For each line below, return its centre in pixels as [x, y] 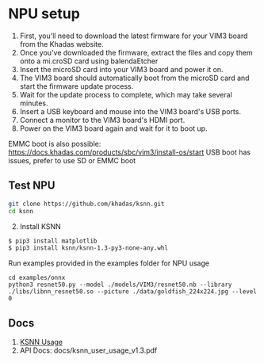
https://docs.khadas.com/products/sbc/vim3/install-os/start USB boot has [130, 152]
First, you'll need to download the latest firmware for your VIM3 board [134, 36]
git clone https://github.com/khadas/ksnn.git [86, 204]
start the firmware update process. [77, 86]
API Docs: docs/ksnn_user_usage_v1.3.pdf [88, 350]
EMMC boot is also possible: [55, 143]
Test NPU [32, 186]
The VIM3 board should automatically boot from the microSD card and [134, 78]
